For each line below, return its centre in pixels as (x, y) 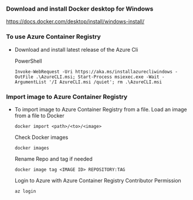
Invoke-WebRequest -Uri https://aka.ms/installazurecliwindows (94, 72)
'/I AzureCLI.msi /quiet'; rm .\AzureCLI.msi (106, 82)
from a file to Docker (39, 116)
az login (25, 191)
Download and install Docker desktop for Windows (80, 9)
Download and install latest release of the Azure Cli (76, 49)
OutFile (24, 77)
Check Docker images (41, 137)
